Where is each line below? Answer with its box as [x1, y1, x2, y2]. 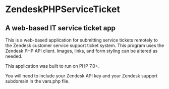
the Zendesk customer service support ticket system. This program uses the [5, 42, 164, 49]
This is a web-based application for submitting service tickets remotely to [5, 37, 158, 43]
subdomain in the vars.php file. [5, 78, 70, 84]
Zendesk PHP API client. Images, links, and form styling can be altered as [5, 48, 158, 54]
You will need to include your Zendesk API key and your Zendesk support [5, 73, 158, 79]
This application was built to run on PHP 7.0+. [5, 63, 100, 69]
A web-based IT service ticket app [5, 24, 116, 32]
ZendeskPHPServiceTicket [5, 4, 120, 15]
